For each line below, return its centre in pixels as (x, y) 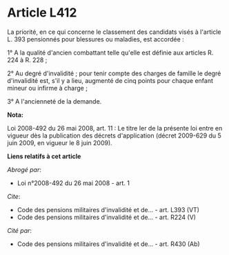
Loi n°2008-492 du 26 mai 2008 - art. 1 (73, 183)
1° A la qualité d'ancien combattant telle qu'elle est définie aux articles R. (110, 53)
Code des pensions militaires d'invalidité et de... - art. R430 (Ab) (108, 244)
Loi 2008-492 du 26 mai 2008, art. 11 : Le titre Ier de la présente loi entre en (115, 128)
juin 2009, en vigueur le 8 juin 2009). (60, 142)
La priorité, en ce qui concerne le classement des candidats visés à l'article (114, 32)
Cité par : (20, 230)
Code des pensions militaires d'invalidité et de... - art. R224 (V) (107, 217)
